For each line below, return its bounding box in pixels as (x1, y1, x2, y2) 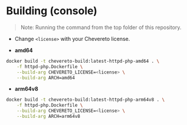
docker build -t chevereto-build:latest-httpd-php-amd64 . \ (6, 58, 160, 64)
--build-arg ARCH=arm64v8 (17, 114, 81, 120)
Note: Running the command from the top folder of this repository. (20, 24, 182, 31)
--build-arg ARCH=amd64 (17, 75, 76, 81)
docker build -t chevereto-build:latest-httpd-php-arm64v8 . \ (6, 97, 165, 103)
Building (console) (6, 4, 97, 18)
